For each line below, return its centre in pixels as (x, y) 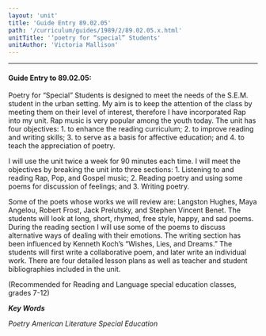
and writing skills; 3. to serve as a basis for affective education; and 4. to (127, 137)
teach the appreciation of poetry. (62, 146)
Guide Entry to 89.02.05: (50, 78)
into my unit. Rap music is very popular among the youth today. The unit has (132, 120)
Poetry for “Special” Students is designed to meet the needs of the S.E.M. (128, 95)
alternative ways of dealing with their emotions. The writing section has (125, 235)
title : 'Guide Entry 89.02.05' (60, 23)
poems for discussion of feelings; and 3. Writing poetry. (99, 186)
